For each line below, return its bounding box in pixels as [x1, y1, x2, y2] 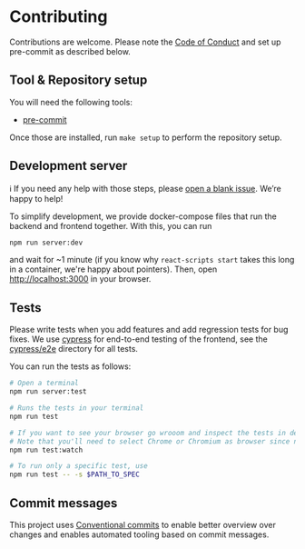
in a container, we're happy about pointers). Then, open [9, 264, 218, 274]
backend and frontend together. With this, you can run [9, 220, 212, 231]
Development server [9, 158, 128, 174]
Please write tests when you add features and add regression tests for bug [9, 324, 289, 335]
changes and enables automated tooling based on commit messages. [9, 529, 270, 540]
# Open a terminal [9, 379, 79, 388]
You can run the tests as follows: [9, 361, 132, 372]
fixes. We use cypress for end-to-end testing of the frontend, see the [9, 334, 268, 344]
